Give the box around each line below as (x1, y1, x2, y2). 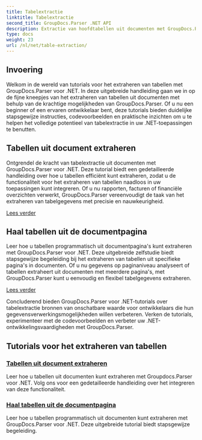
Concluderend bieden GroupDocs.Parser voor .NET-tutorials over (6, 298, 168, 305)
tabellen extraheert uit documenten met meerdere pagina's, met (6, 268, 165, 275)
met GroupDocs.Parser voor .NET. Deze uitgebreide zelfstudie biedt (6, 249, 174, 256)
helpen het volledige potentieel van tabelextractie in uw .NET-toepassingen (6, 119, 192, 127)
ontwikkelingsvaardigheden (6, 324, 75, 331)
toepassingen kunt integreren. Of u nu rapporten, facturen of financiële (6, 184, 182, 192)
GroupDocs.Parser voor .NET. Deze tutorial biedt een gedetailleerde (6, 165, 174, 172)
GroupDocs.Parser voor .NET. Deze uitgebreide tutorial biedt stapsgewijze (6, 421, 191, 428)
